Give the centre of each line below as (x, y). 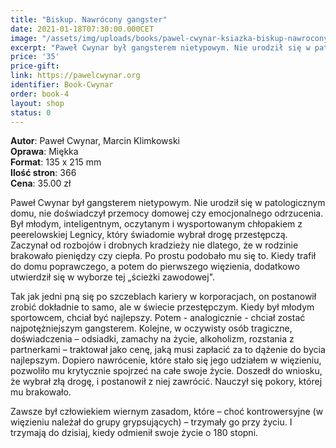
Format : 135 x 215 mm (56, 162)
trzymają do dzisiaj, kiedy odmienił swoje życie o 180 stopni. (134, 433)
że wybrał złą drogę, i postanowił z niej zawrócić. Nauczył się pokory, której (166, 382)
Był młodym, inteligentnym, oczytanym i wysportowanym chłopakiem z (156, 224)
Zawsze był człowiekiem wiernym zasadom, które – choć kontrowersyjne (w (167, 412)
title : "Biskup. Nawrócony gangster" (89, 19)
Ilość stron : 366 (43, 173)
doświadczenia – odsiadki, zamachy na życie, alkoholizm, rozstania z (152, 339)
